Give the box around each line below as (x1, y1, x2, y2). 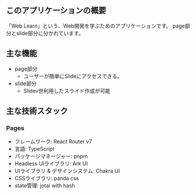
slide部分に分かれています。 (16, 29, 84, 36)
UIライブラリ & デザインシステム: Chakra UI (14, 167, 120, 174)
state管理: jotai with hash (14, 182, 75, 189)
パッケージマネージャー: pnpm (14, 153, 88, 160)
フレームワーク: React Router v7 (14, 138, 92, 145)
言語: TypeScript (14, 146, 55, 153)
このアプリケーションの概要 (6, 5, 107, 16)
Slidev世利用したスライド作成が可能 (23, 87, 110, 94)
